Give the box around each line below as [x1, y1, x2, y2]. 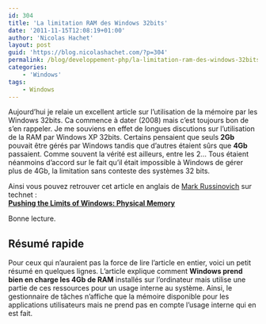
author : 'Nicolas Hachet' [8, 33, 93, 42]
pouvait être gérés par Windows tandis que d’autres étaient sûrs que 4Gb [8, 141, 248, 151]
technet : [8, 190, 37, 199]
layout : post [8, 41, 51, 49]
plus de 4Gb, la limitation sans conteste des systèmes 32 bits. [8, 166, 211, 175]
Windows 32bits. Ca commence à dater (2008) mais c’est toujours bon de [8, 116, 249, 125]
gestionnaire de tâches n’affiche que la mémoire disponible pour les [8, 291, 230, 302]
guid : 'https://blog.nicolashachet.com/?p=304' [8, 48, 169, 56]
